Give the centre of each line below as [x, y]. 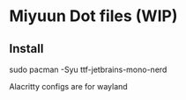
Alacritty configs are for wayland [68, 86]
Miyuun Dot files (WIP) [93, 16]
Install [26, 49]
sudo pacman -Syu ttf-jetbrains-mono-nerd [88, 69]
